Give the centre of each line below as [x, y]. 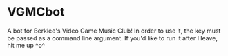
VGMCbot [36, 12]
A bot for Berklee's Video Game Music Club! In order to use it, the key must [114, 31]
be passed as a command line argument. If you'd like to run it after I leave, [112, 38]
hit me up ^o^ [26, 45]
